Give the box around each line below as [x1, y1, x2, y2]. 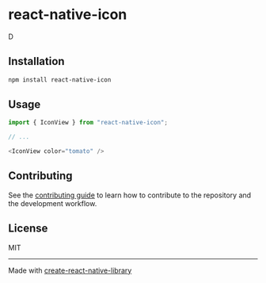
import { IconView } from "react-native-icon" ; [8, 119, 169, 127]
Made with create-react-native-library [8, 266, 132, 275]
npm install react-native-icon [8, 75, 112, 84]
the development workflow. [8, 198, 97, 208]
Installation [8, 55, 65, 68]
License [8, 222, 48, 235]
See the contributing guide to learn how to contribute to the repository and [8, 190, 252, 200]
